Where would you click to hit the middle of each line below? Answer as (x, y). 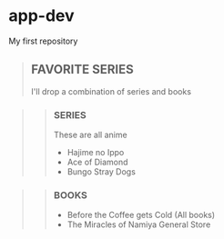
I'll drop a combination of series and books (111, 91)
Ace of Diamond (97, 162)
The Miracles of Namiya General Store (139, 224)
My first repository (43, 41)
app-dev (41, 16)
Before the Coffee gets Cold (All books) (141, 215)
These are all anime (91, 135)
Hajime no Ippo (96, 153)
